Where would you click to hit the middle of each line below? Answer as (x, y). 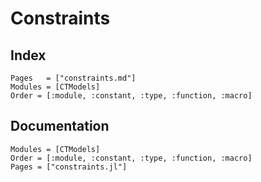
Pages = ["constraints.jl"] (69, 167)
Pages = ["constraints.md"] (73, 78)
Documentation (60, 126)
